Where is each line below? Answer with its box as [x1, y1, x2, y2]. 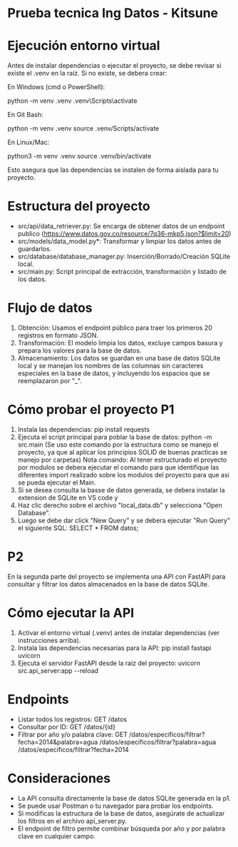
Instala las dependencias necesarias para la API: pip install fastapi [17, 644, 212, 652]
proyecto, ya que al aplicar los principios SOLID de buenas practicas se [17, 447, 228, 456]
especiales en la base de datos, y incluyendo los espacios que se [17, 369, 210, 377]
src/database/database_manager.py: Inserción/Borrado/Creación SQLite [17, 252, 230, 261]
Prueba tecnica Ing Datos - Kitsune [7, 5, 219, 21]
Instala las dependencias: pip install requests [17, 425, 150, 433]
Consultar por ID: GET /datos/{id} [17, 722, 116, 731]
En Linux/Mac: [7, 138, 50, 147]
